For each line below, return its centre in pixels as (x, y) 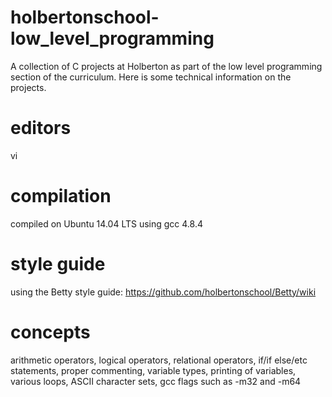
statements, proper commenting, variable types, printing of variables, (153, 370)
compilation (61, 196)
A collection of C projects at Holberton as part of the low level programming (166, 66)
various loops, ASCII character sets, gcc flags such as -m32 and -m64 (156, 381)
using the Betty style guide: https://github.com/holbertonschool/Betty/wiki (163, 292)
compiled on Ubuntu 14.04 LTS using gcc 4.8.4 (106, 223)
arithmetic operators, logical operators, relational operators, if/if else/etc (159, 360)
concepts (50, 332)
